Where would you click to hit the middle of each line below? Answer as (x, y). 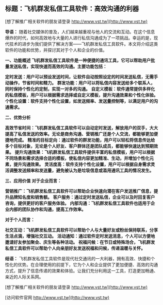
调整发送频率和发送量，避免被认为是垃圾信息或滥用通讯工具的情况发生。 (81, 170)
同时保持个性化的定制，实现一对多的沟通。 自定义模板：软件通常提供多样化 (80, 89)
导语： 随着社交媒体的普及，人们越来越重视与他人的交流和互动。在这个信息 (80, 32)
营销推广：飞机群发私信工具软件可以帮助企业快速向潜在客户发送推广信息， (79, 191)
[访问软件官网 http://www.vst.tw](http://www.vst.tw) (57, 297)
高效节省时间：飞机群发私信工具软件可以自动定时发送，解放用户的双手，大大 (81, 127)
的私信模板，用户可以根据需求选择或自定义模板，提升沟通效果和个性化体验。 (81, 95)
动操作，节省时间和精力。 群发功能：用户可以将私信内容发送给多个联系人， (80, 83)
